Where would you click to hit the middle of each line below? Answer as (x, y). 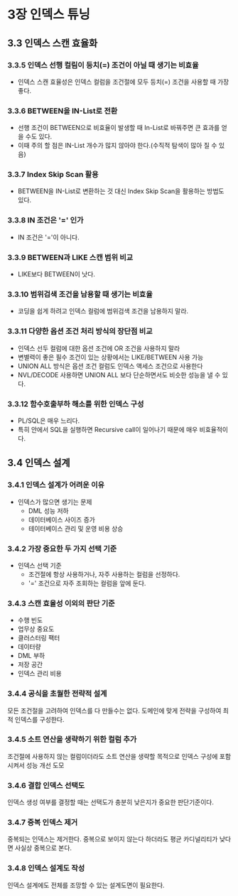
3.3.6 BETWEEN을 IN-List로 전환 (63, 111)
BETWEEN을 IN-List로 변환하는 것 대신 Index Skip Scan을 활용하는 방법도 (121, 191)
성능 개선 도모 (45, 765)
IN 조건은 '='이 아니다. (48, 237)
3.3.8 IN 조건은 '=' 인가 (45, 220)
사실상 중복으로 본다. (43, 848)
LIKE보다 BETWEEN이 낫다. (56, 274)
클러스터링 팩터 (39, 638)
